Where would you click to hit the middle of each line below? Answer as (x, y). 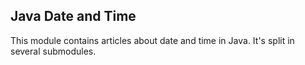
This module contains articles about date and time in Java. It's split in (152, 40)
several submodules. (53, 51)
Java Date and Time (73, 16)
